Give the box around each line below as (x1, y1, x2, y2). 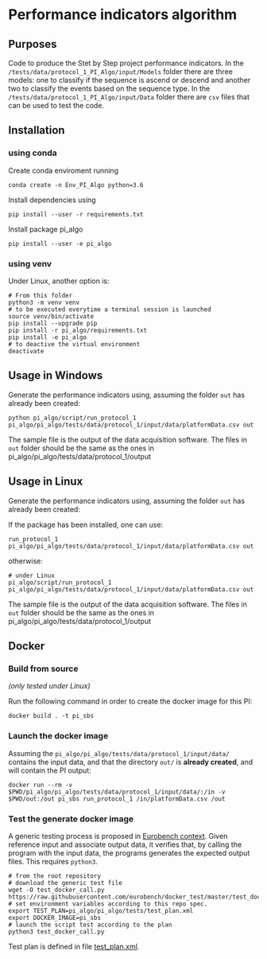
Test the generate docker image (8, 813, 133, 825)
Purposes (8, 37, 57, 51)
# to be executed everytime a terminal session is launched (8, 305, 212, 314)
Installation (8, 123, 65, 137)
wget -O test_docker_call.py (8, 886, 105, 894)
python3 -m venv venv (8, 298, 80, 306)
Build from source (8, 663, 79, 674)
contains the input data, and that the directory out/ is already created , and (8, 757, 253, 766)
